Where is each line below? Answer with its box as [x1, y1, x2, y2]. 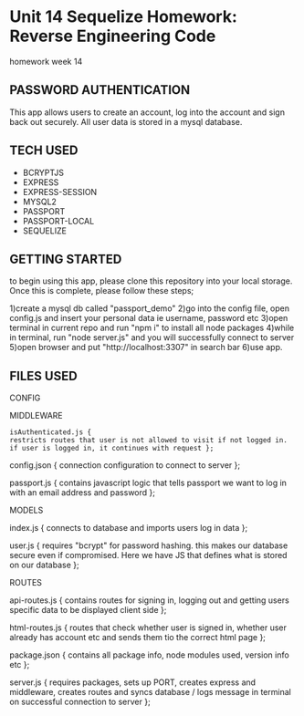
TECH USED [9, 143, 79, 159]
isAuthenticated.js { [9, 428, 92, 437]
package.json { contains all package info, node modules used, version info [9, 649, 289, 660]
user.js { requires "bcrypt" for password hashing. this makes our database [9, 540, 288, 551]
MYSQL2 [22, 196, 58, 207]
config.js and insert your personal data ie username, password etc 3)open [9, 313, 288, 324]
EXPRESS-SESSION [22, 186, 98, 197]
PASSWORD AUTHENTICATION [9, 82, 191, 98]
